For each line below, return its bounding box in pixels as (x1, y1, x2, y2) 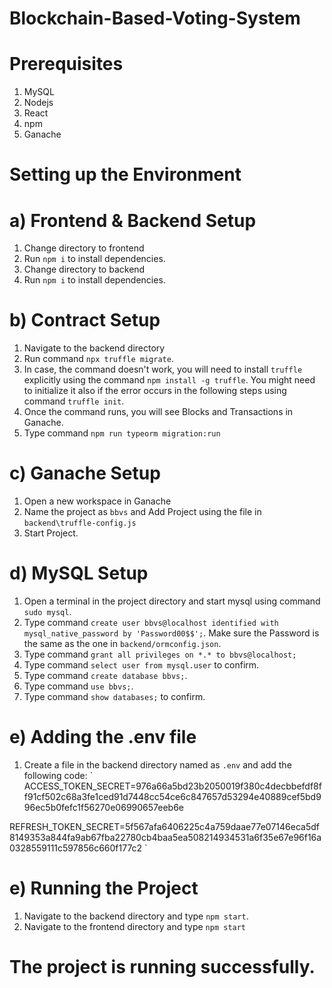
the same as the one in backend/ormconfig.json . (23, 638, 222, 650)
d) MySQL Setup (9, 562, 149, 585)
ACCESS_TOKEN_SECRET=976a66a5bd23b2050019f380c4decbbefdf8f (23, 780, 322, 792)
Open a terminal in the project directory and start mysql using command (23, 595, 321, 607)
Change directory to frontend (23, 242, 145, 254)
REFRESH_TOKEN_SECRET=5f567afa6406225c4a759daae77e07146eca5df (9, 821, 320, 832)
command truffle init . (23, 395, 125, 407)
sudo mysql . (23, 606, 72, 618)
